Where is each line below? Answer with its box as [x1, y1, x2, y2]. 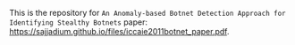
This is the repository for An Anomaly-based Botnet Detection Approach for [9, 8, 286, 18]
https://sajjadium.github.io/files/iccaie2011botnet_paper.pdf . [9, 26, 230, 36]
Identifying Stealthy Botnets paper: [9, 17, 147, 27]
